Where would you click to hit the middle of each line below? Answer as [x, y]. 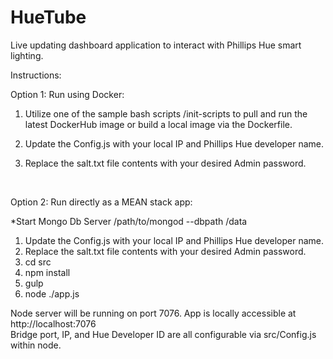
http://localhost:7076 [53, 323]
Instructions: [36, 75]
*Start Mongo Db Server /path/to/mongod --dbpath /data [129, 221]
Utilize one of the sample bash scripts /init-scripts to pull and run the [166, 113]
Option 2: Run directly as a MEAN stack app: [101, 202]
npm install [47, 272]
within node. [36, 345]
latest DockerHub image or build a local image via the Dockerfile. [158, 124]
